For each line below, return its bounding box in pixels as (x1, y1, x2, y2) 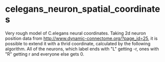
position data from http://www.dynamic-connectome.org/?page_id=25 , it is (5, 35, 158, 41)
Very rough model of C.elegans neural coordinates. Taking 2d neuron (5, 30, 146, 36)
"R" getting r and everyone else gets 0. (5, 51, 84, 57)
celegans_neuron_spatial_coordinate (5, 3, 161, 15)
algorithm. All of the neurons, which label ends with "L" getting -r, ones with (5, 46, 159, 52)
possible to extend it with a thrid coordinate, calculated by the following (5, 40, 151, 46)
